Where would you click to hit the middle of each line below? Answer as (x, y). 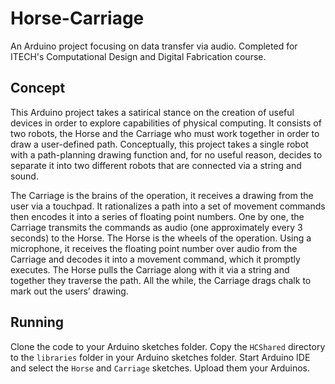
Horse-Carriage (77, 18)
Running (37, 322)
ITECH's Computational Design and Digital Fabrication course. (138, 56)
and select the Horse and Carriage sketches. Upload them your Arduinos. (160, 368)
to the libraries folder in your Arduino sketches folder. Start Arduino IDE (160, 357)
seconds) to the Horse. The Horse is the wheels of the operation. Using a (161, 238)
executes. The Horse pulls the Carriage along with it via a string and (150, 269)
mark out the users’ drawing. (69, 291)
